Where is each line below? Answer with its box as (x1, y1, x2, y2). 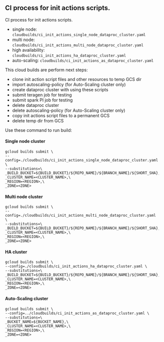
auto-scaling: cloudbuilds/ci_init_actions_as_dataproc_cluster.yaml (12, 57, 154, 63)
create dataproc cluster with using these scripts (12, 86, 108, 92)
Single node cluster (5, 139, 45, 144)
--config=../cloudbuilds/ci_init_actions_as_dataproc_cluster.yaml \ (5, 311, 150, 316)
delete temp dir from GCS (12, 118, 64, 123)
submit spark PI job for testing (12, 97, 73, 103)
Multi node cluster (5, 194, 43, 200)
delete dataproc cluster (12, 102, 60, 108)
